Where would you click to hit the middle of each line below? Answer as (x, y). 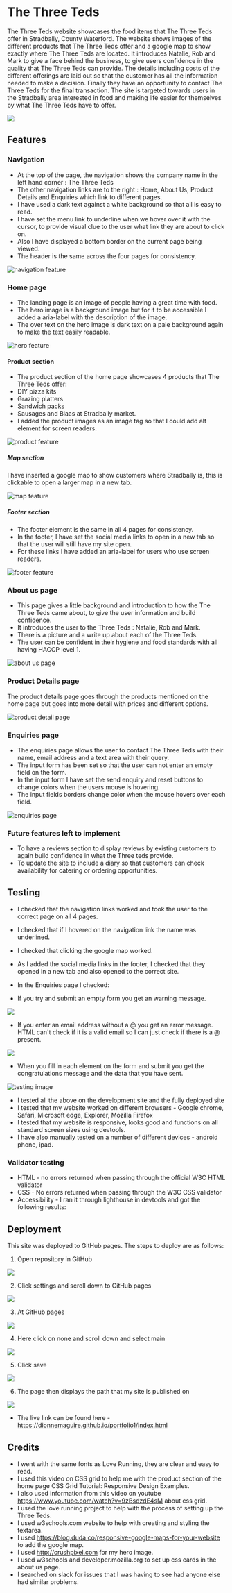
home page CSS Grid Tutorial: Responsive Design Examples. (103, 1485)
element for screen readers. (57, 428)
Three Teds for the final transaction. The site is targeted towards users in (111, 90)
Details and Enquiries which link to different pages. (90, 197)
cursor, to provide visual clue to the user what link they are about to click (121, 226)
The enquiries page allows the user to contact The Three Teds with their (120, 750)
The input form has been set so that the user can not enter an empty (115, 765)
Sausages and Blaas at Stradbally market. (77, 414)
